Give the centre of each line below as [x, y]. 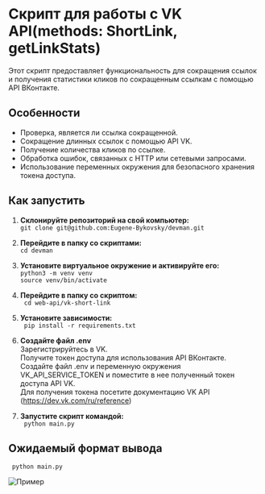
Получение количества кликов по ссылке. [93, 149]
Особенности [44, 113]
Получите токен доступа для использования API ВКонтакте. [123, 357]
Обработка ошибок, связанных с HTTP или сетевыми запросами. [133, 158]
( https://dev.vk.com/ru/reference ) [76, 401]
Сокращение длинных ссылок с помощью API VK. [106, 141]
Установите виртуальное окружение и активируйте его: [120, 265]
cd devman [37, 251]
